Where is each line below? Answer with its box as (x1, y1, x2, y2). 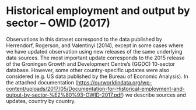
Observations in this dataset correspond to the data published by (6, 36, 162, 42)
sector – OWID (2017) (6, 16, 111, 30)
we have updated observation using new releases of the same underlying (6, 48, 183, 55)
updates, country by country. (6, 97, 76, 104)
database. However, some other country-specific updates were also (6, 66, 170, 73)
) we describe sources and (121, 91, 187, 98)
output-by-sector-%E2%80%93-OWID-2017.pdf (6, 91, 123, 98)
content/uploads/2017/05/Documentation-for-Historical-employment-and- (6, 85, 185, 92)
